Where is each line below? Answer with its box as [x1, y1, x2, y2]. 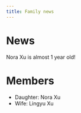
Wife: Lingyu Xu [14, 99, 54, 107]
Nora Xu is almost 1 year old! [6, 54, 76, 61]
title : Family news [6, 8, 54, 15]
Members [6, 74, 54, 87]
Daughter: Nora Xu [14, 94, 61, 101]
